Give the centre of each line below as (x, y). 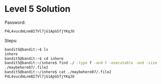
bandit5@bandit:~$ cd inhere (34, 59)
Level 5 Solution (38, 9)
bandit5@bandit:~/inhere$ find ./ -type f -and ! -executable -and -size (81, 63)
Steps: (11, 40)
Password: (15, 22)
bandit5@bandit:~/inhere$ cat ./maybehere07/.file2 (58, 72)
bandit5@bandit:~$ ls (27, 50)
